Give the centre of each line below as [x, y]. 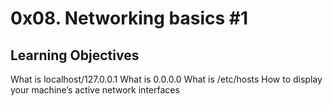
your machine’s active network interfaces [95, 90]
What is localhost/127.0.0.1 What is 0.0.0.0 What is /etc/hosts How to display [166, 79]
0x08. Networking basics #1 [129, 18]
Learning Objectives [75, 55]
